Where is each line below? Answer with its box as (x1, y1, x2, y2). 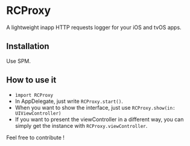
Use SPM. (6, 57, 31, 64)
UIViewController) (14, 110, 62, 116)
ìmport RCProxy (14, 92, 54, 98)
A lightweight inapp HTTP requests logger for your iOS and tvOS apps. (6, 24, 182, 31)
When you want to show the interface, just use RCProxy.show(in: (14, 104, 176, 111)
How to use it (6, 75, 57, 85)
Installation (6, 41, 49, 51)
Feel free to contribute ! (6, 134, 65, 141)
